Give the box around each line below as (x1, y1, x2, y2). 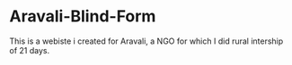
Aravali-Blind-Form (9, 6, 156, 27)
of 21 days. (9, 45, 50, 55)
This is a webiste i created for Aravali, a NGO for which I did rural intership (9, 36, 284, 46)
